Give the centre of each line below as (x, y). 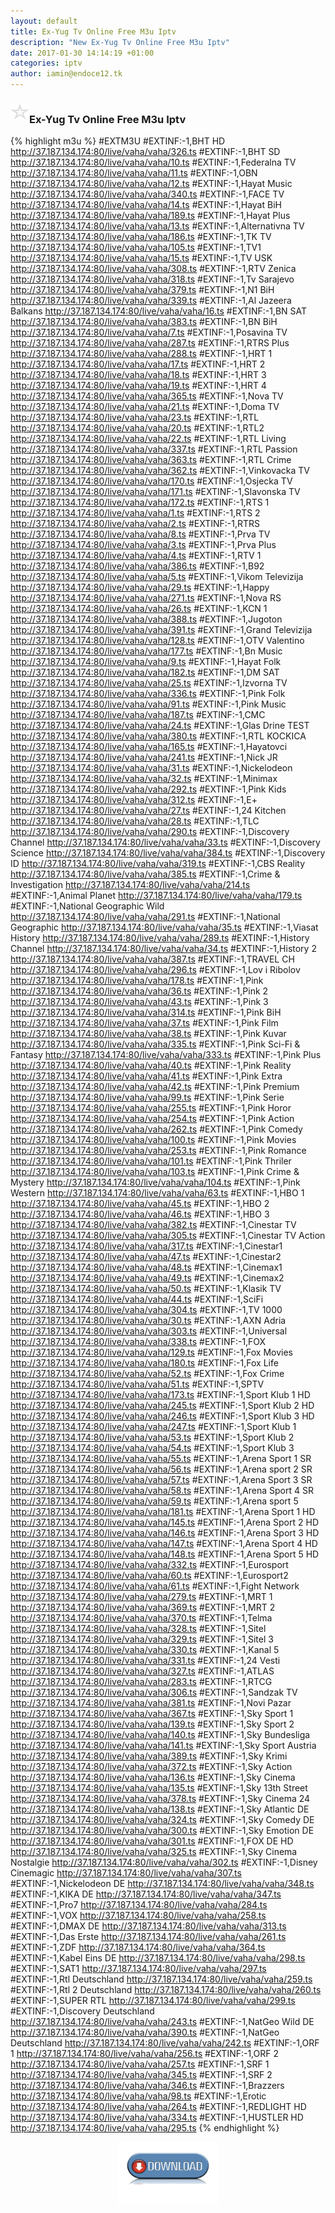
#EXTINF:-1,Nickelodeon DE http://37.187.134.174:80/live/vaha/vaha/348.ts (162, 1883)
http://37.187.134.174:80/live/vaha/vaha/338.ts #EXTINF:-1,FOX (138, 1341)
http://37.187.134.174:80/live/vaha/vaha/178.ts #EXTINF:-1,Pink (137, 980)
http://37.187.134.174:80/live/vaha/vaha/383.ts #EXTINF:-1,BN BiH (144, 321)
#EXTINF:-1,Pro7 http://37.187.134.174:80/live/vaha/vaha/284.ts (139, 1904)
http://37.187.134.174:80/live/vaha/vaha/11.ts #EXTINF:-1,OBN (134, 172)
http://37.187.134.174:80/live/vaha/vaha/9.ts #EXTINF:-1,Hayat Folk (146, 661)
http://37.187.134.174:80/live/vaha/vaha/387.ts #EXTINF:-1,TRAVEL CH (152, 959)
